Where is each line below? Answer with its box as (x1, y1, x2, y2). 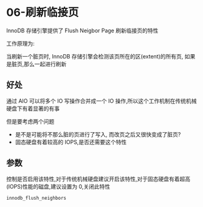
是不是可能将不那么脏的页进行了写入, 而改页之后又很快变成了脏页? (15, 130, 181, 138)
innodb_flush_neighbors (6, 195, 67, 201)
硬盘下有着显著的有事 (6, 105, 60, 112)
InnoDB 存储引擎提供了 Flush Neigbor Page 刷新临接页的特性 (6, 27, 159, 34)
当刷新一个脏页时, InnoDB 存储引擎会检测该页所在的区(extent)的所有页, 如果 (6, 52, 196, 60)
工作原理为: (6, 40, 35, 47)
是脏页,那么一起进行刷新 (6, 60, 67, 68)
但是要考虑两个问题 (6, 118, 55, 125)
